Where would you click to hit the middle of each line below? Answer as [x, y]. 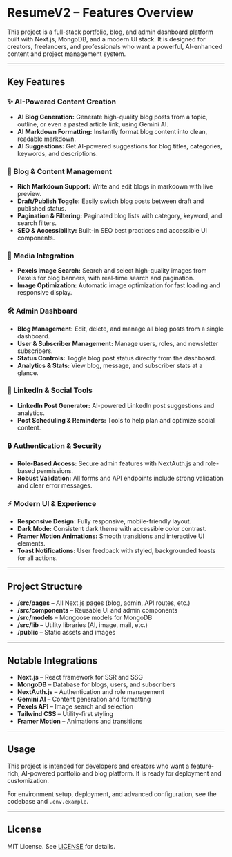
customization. [28, 780]
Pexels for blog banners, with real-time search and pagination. [106, 278]
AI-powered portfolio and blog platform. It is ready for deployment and [122, 773]
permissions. [55, 471]
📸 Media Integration [41, 256]
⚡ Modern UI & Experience [52, 504]
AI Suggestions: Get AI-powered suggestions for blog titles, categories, [119, 146]
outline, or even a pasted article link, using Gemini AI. [93, 124]
